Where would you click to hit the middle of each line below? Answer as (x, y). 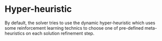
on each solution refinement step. (60, 33)
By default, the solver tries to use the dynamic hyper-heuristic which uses (80, 23)
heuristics (15, 33)
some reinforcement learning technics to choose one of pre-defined (74, 28)
